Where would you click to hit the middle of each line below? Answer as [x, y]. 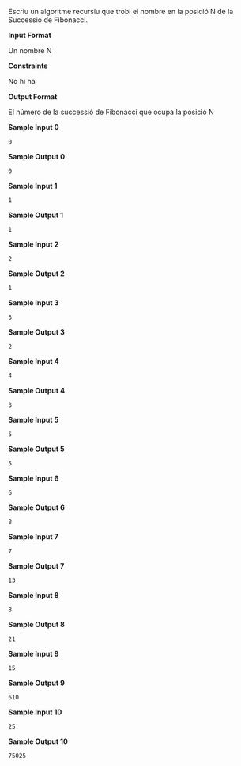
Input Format [30, 35]
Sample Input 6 [34, 478]
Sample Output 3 [36, 332]
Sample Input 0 [34, 127]
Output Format [33, 97]
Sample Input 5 [34, 420]
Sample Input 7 [34, 537]
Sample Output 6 [37, 507]
